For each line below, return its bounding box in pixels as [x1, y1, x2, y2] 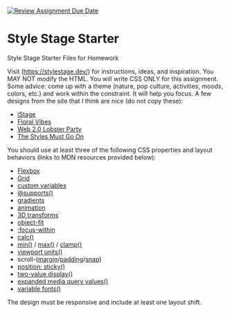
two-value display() [17, 269, 73, 278]
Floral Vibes [17, 117, 52, 126]
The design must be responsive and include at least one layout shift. [7, 298, 202, 306]
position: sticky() [17, 262, 66, 271]
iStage [17, 110, 36, 118]
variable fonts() [17, 285, 61, 293]
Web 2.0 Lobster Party [17, 125, 82, 133]
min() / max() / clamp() [17, 240, 82, 248]
